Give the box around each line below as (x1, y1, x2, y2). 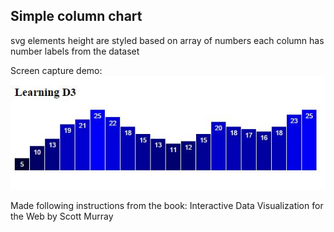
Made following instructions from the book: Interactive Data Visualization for (10, 199, 324, 211)
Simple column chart (10, 8, 143, 25)
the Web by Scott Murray (10, 210, 114, 222)
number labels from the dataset (10, 45, 140, 57)
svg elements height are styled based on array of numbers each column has (10, 34, 325, 46)
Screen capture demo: (10, 64, 103, 76)
